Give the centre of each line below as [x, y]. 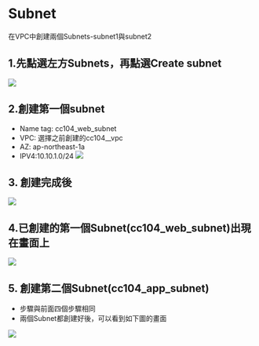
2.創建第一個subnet [57, 109]
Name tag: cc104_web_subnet [68, 128]
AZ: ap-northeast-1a [52, 147]
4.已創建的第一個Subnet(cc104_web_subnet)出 [124, 228]
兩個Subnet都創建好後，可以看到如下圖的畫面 [93, 318]
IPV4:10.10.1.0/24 [47, 156]
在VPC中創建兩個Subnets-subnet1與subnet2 [80, 36]
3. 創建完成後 [40, 182]
